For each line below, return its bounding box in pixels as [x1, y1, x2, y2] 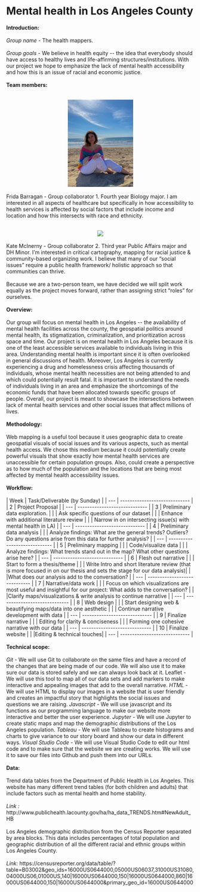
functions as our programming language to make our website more [6, 707, 171, 714]
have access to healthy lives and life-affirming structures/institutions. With [6, 56, 189, 63]
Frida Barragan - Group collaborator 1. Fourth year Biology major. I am [6, 193, 178, 200]
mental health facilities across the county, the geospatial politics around [6, 325, 183, 332]
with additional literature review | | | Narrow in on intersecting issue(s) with [6, 516, 190, 524]
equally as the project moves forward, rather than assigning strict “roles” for [6, 287, 193, 294]
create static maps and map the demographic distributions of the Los [6, 720, 176, 727]
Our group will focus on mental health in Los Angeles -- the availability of [6, 319, 186, 326]
